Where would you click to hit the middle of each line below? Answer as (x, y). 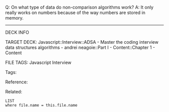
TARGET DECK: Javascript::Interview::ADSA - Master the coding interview (82, 42)
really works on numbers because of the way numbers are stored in (75, 13)
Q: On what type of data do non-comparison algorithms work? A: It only (79, 7)
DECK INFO (17, 32)
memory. (14, 18)
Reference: (17, 82)
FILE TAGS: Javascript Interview (38, 63)
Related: (14, 92)
